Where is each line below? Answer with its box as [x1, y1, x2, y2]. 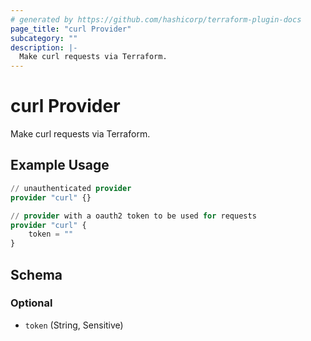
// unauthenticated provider [10, 183, 132, 193]
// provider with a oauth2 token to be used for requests [10, 211, 257, 221]
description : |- [10, 42, 78, 53]
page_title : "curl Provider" [10, 24, 132, 34]
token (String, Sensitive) [24, 319, 124, 331]
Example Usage [10, 157, 110, 174]
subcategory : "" [10, 33, 78, 43]
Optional [10, 296, 53, 310]
